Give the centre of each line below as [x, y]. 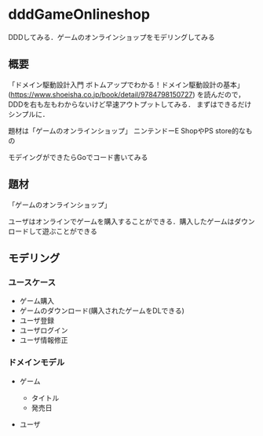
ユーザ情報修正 [44, 340]
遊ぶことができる [70, 231]
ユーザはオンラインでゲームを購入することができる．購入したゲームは [121, 221]
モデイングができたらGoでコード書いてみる [78, 157]
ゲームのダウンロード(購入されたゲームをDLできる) [102, 311]
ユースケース [32, 282]
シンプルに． [29, 114]
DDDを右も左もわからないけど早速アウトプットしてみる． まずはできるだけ [130, 104]
